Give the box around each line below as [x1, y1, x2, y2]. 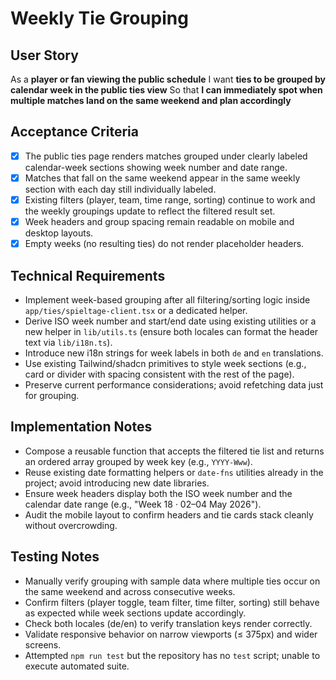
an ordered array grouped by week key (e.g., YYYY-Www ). [24, 455, 253, 467]
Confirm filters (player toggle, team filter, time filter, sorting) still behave [24, 596, 320, 608]
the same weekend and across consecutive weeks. [24, 585, 236, 597]
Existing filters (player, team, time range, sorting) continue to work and [24, 193, 316, 206]
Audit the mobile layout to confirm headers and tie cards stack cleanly [24, 508, 314, 521]
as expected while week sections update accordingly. [24, 607, 247, 619]
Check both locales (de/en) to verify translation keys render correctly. [24, 617, 313, 629]
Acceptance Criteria [10, 123, 139, 141]
